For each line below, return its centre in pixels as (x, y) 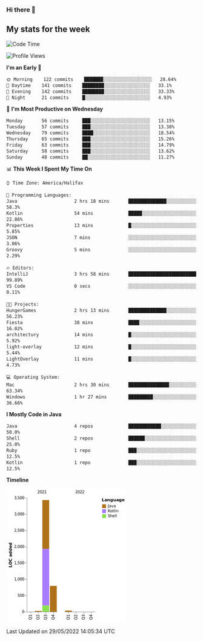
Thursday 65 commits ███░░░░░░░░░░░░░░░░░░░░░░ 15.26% (90, 139)
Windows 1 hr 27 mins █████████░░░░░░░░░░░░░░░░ (101, 397)
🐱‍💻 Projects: (23, 304)
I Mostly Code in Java (34, 414)
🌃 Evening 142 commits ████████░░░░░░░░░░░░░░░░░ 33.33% (90, 91)
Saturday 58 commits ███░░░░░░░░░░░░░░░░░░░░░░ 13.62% (90, 151)
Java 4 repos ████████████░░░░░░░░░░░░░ (101, 426)
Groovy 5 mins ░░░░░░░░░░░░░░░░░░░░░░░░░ (101, 249)
